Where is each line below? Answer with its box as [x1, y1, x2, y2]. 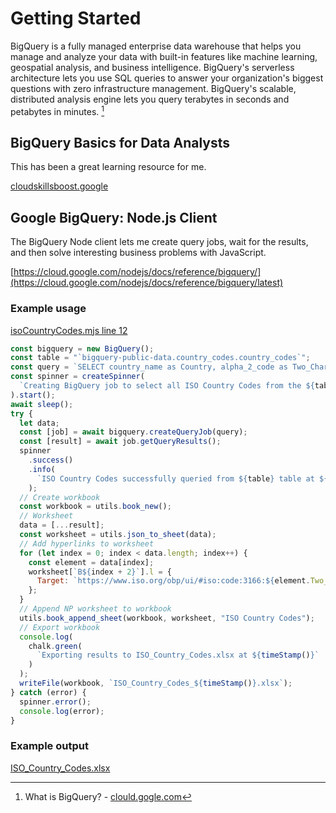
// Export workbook [19, 622, 101, 632]
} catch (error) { [10, 687, 87, 697]
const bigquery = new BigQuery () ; [10, 343, 155, 354]
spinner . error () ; [19, 697, 92, 707]
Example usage [10, 302, 87, 316]
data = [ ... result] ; [19, 520, 105, 531]
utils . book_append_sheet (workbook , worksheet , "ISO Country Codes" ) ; [19, 613, 315, 623]
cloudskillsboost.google [10, 180, 109, 192]
